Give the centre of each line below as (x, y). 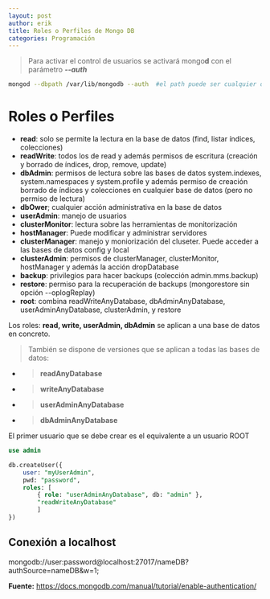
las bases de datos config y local (74, 250)
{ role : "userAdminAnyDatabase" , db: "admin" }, (120, 495)
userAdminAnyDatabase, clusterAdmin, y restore (100, 310)
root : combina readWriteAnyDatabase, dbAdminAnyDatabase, (123, 302)
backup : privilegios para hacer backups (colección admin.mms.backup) (139, 276)
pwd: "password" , (52, 480)
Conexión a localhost (62, 542)
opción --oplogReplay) (57, 293)
